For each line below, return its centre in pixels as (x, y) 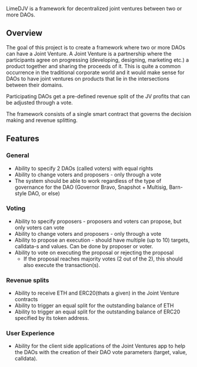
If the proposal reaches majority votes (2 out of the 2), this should (103, 259)
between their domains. (35, 85)
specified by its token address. (52, 318)
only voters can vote (39, 227)
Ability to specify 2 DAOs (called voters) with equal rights (84, 168)
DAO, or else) (44, 193)
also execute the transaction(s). (62, 265)
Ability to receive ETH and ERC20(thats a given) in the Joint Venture (97, 293)
